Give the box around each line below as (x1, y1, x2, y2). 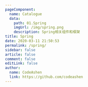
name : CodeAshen (9, 70, 42, 75)
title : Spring (5, 34, 34, 39)
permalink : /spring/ (5, 43, 47, 48)
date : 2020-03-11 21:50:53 (5, 39, 59, 43)
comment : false (5, 57, 36, 61)
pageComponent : (5, 7, 36, 12)
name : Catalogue (9, 12, 42, 16)
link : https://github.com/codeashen (9, 74, 83, 79)
